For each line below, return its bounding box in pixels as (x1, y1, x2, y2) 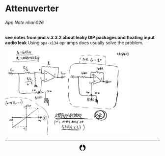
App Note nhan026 (5, 19, 44, 25)
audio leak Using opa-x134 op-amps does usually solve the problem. (5, 40, 143, 46)
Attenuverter (5, 3, 59, 14)
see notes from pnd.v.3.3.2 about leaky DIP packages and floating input (5, 35, 155, 41)
